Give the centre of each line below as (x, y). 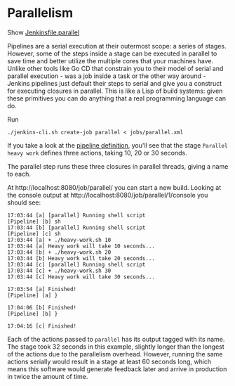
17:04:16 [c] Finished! (42, 326)
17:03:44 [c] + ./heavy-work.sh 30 (59, 271)
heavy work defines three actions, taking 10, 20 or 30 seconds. (97, 153)
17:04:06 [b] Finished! (42, 307)
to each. (19, 174)
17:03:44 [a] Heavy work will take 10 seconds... (81, 246)
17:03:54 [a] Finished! (42, 289)
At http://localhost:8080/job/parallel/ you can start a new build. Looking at (114, 187)
